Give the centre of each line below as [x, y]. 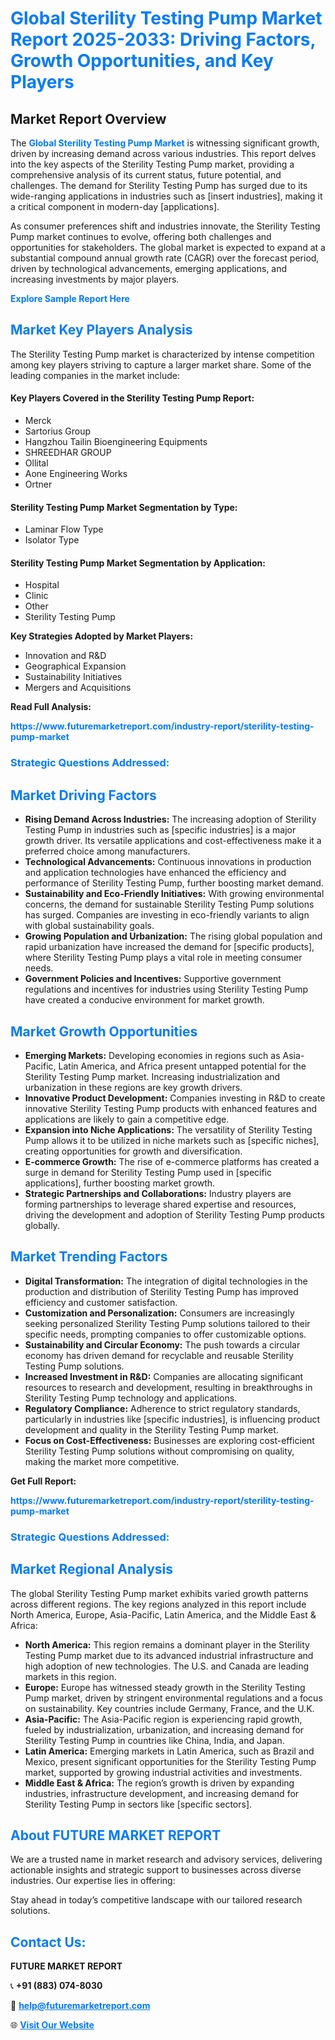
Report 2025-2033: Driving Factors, [163, 39]
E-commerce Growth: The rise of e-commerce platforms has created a [172, 1161]
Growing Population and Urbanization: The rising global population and [173, 936]
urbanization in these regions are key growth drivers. [133, 1087]
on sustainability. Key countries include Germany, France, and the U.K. [169, 1708]
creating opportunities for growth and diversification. [133, 1151]
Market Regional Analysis [92, 1569]
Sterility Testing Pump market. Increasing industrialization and [152, 1076]
